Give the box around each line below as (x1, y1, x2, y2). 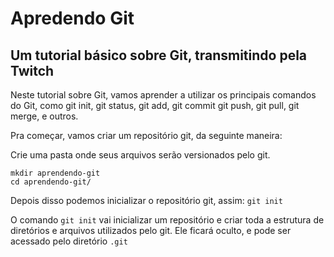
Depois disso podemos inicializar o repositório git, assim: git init (10, 195, 283, 206)
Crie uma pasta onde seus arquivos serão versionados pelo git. (10, 149, 271, 161)
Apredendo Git (10, 7, 135, 30)
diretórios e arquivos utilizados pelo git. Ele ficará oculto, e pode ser (10, 225, 292, 236)
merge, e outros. (10, 110, 79, 122)
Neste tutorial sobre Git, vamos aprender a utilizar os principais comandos (10, 89, 317, 101)
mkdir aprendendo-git (10, 168, 101, 178)
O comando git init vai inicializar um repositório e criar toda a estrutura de (10, 214, 325, 226)
